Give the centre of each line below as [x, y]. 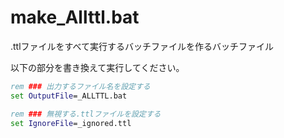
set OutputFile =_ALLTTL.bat [69, 96]
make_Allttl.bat [75, 17]
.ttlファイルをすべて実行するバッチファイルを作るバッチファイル [142, 46]
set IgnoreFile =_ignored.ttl [71, 123]
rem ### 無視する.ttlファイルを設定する [86, 114]
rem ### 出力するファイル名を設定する [80, 86]
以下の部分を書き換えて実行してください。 [97, 67]
